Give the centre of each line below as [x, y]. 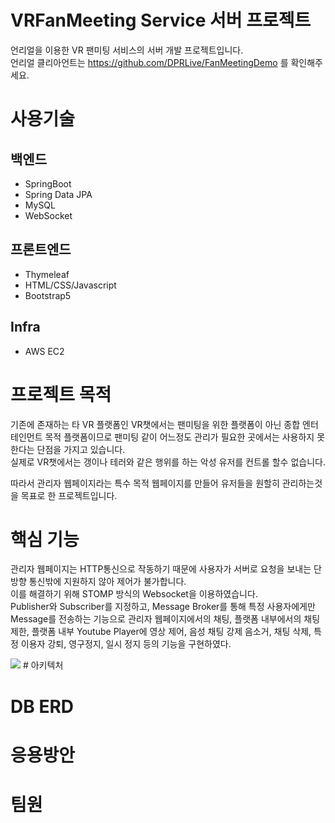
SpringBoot [48, 183]
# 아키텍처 [43, 665]
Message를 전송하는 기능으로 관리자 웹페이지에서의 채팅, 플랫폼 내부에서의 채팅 [165, 619]
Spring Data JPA [58, 194]
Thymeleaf [47, 274]
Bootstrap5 [48, 295]
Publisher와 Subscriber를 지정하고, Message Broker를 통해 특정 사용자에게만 [163, 607]
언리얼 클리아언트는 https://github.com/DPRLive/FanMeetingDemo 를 [149, 62]
